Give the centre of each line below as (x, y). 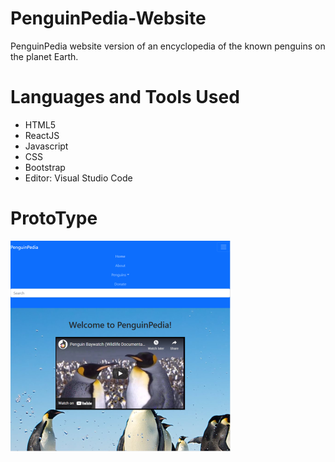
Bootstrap (45, 167)
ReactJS (42, 135)
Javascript (46, 146)
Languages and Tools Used (125, 97)
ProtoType (54, 218)
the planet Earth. (44, 56)
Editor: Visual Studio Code (78, 178)
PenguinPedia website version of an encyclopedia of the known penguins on (168, 46)
